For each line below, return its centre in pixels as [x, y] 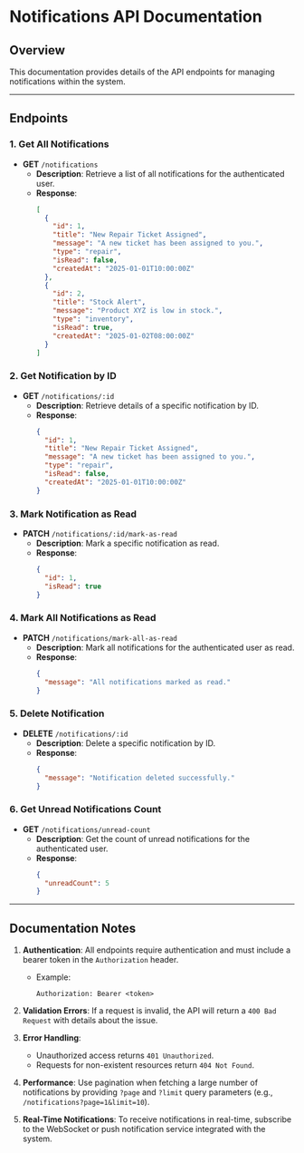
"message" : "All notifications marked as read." [138, 682]
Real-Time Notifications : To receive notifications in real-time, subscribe [157, 1119]
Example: [53, 977]
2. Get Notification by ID [63, 376]
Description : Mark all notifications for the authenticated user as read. [165, 647]
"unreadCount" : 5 [77, 883]
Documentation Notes [73, 928]
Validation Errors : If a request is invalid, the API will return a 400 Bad [149, 1011]
